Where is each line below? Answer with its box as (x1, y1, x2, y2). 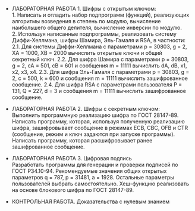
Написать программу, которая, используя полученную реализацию (11, 118, 185, 125)
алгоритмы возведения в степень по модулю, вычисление (11, 18, 161, 24)
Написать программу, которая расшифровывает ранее (11, 137, 153, 144)
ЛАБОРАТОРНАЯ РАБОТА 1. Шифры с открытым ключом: (11, 5, 156, 12)
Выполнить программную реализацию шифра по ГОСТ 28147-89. (11, 111, 179, 119)
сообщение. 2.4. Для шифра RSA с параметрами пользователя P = (11, 81, 183, 88)
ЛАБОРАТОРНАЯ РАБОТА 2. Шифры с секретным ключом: (11, 105, 161, 112)
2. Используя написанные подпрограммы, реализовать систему (11, 30, 177, 38)
